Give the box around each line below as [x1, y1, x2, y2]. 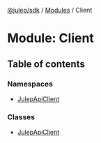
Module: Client [7, 31, 94, 46]
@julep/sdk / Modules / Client [7, 6, 93, 14]
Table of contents [7, 58, 85, 70]
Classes [7, 112, 36, 121]
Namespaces [7, 79, 54, 89]
